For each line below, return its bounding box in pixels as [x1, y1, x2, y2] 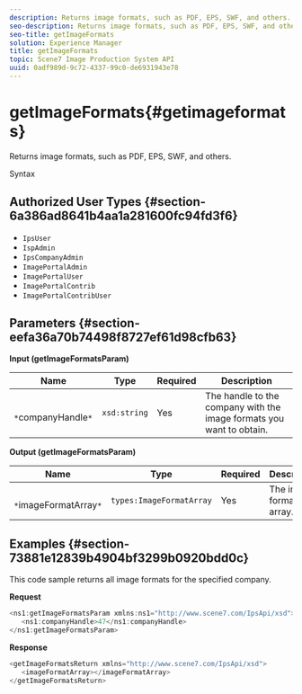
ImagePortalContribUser [22, 291, 112, 300]
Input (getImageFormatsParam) [9, 353, 129, 364]
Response [9, 642, 48, 653]
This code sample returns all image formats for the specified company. [9, 574, 271, 585]
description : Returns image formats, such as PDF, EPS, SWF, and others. [9, 13, 292, 22]
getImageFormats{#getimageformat [9, 102, 286, 122]
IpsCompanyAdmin [22, 253, 84, 262]
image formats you [205, 413, 285, 425]
